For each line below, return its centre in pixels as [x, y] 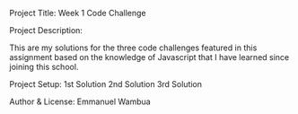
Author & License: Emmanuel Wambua [80, 101]
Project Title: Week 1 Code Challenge [78, 13]
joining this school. [44, 67]
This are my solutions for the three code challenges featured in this [133, 48]
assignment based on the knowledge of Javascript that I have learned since [149, 57]
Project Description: [46, 30]
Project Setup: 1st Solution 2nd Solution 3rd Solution [106, 84]
